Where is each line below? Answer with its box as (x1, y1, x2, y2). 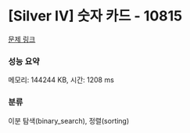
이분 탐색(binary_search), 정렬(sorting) (8, 116, 130, 125)
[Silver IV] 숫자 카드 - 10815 (8, 7, 182, 25)
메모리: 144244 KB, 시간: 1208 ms (8, 75, 115, 84)
